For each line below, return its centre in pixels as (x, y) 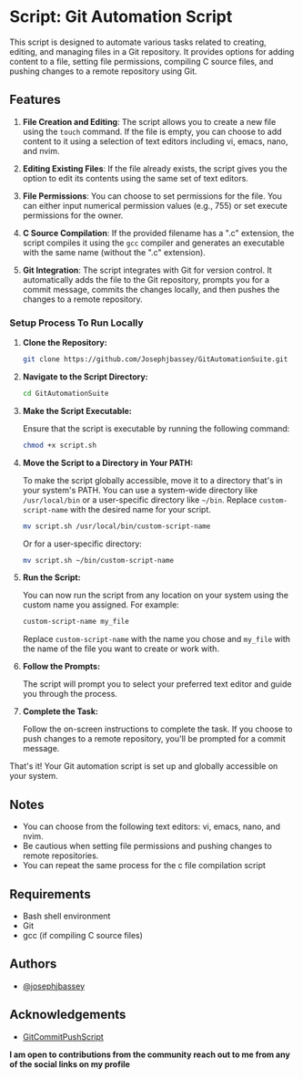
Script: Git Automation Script (121, 17)
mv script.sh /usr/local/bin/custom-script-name (116, 526)
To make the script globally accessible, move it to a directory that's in (153, 480)
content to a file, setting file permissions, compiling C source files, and (141, 61)
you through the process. (70, 694)
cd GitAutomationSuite (66, 393)
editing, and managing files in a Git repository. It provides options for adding (152, 51)
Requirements (50, 894)
